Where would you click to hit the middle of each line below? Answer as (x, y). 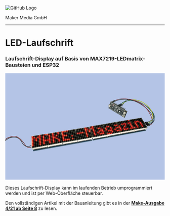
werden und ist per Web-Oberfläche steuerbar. (54, 193)
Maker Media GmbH (26, 17)
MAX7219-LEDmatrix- (118, 59)
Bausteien (18, 65)
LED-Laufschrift (39, 43)
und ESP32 (46, 65)
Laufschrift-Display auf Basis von (47, 59)
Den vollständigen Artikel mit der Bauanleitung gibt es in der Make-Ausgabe (85, 203)
